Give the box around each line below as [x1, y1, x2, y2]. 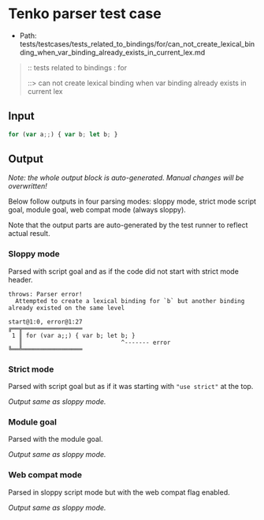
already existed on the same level [8, 304, 125, 312]
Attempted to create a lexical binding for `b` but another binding [15, 297, 245, 305]
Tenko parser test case [8, 5, 162, 23]
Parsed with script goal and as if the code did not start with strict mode [8, 266, 239, 276]
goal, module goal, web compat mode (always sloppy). [8, 205, 187, 215]
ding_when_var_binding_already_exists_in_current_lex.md [19, 47, 206, 57]
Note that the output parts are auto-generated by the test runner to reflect [8, 220, 248, 230]
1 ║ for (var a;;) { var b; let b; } [11, 331, 136, 339]
